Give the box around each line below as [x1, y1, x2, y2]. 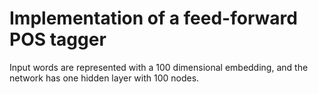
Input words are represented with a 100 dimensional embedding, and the [9, 61, 309, 73]
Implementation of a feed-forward [9, 7, 298, 30]
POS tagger [9, 28, 107, 51]
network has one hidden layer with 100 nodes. [9, 72, 200, 84]
